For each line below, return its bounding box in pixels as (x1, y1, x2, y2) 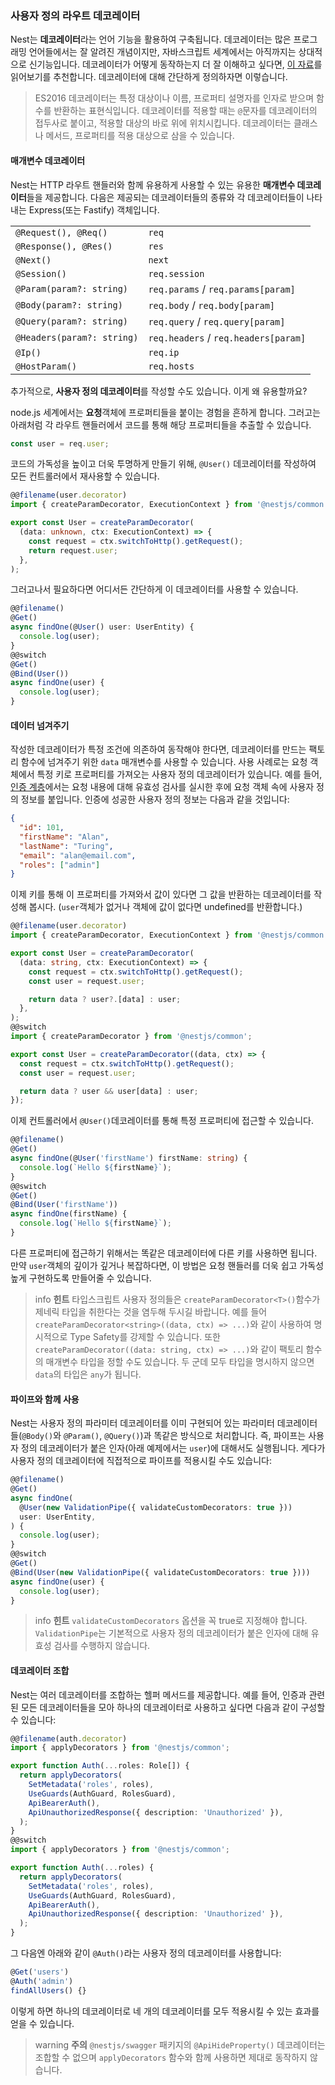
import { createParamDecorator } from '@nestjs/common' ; (10, 1032, 253, 1042)
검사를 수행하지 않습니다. (53, 1640, 151, 1652)
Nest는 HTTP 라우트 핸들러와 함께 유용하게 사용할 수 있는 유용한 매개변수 (10, 178, 296, 191)
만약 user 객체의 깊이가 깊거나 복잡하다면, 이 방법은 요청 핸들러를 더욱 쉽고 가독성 (10, 1259, 325, 1271)
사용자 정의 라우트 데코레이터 (10, 8, 141, 22)
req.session (148, 268, 205, 279)
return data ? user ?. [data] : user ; (28, 994, 182, 1004)
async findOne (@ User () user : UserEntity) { (10, 622, 195, 632)
